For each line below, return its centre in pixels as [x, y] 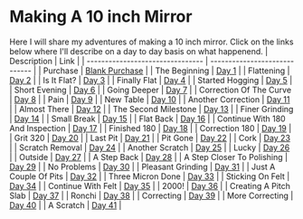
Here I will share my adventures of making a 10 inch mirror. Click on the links [151, 42]
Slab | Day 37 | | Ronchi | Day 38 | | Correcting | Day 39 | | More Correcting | [151, 195]
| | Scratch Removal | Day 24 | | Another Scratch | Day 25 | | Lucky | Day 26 [150, 148]
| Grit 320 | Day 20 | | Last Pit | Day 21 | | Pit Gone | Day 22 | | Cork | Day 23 [150, 138]
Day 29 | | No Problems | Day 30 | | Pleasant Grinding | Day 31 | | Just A [142, 167]
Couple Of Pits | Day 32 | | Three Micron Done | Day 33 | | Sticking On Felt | [150, 176]
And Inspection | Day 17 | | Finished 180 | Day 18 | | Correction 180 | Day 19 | [151, 128]
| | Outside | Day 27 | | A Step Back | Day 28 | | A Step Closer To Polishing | [148, 157]
